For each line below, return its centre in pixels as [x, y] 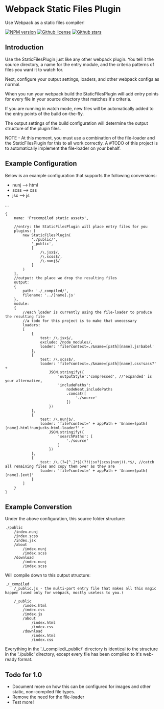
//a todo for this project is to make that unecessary [80, 321]
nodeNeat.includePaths [89, 389]
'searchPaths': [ [75, 436]
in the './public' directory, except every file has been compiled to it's [73, 654]
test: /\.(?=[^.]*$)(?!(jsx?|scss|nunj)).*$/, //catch [97, 462]
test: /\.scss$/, [58, 359]
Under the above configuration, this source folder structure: [65, 519]
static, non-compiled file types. [44, 692]
